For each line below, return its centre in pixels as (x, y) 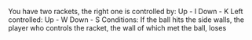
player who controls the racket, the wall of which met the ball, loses (117, 28)
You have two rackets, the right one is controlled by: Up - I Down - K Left (126, 11)
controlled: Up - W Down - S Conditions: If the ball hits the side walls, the (126, 20)
